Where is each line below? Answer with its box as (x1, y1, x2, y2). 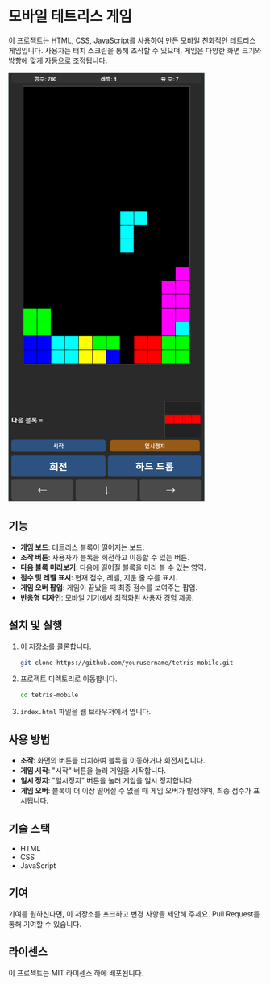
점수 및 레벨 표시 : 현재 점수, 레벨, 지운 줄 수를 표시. (19, 572, 178, 582)
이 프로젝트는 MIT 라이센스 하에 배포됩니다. (8, 968, 144, 978)
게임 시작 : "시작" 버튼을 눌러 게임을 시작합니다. (19, 766, 167, 775)
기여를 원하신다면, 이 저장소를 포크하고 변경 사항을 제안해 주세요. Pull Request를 (8, 908, 260, 919)
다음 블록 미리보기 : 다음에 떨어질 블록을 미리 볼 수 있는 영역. (19, 562, 206, 572)
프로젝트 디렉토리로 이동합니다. (19, 674, 118, 684)
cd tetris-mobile (19, 691, 79, 700)
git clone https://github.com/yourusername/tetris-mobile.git (19, 659, 234, 667)
